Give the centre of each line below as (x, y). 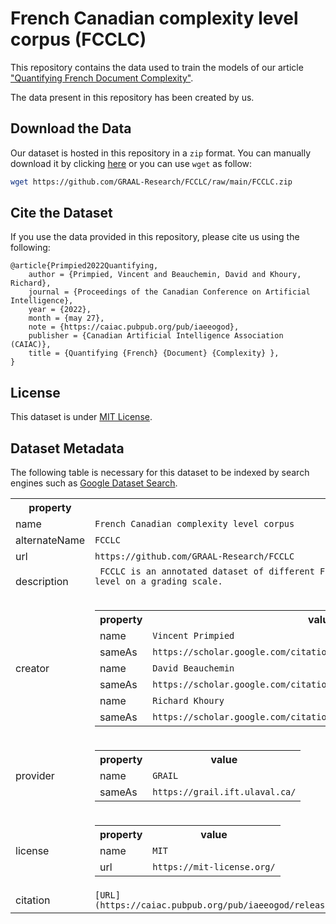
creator (32, 669)
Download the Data (71, 128)
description (42, 582)
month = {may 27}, (66, 318)
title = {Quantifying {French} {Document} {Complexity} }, (154, 353)
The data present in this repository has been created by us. (132, 97)
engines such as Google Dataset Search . (94, 483)
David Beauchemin (193, 668)
